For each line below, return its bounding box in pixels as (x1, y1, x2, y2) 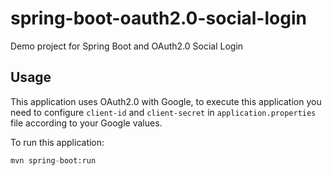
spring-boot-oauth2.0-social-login (10, 7, 307, 30)
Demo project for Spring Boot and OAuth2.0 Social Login (10, 40, 244, 52)
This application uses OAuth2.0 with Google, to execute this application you (10, 95, 322, 107)
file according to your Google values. (10, 117, 163, 129)
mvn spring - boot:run (10, 155, 97, 166)
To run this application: (10, 136, 105, 148)
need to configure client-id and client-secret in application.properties (10, 106, 317, 118)
